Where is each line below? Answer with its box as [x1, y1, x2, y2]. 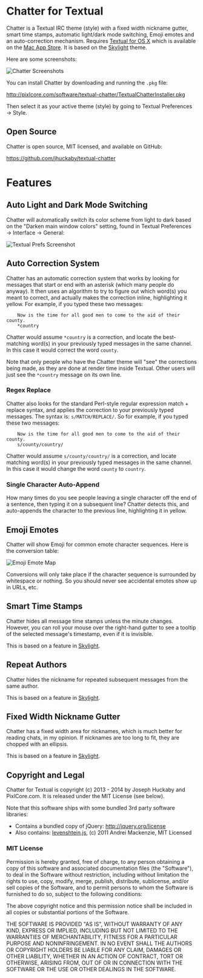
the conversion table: [6, 547, 59, 554]
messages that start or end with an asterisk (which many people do [6, 281, 175, 288]
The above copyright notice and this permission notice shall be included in [6, 902, 192, 909]
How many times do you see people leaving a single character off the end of [6, 494, 197, 502]
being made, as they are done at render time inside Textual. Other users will [6, 364, 195, 372]
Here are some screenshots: [6, 55, 77, 63]
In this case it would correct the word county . [6, 346, 119, 354]
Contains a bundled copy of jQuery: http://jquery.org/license [15, 822, 166, 830]
